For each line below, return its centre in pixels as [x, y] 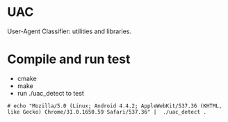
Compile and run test [69, 59]
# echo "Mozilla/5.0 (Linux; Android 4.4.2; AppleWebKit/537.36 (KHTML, [115, 106]
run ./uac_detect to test [51, 93]
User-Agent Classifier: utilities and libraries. [70, 31]
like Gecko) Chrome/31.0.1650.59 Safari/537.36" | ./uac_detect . [107, 112]
